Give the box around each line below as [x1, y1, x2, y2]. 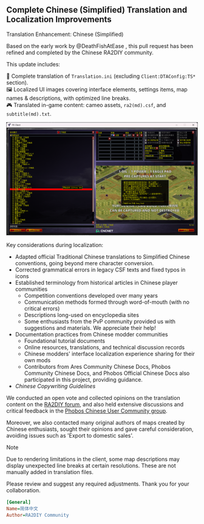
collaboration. [6, 487, 41, 494]
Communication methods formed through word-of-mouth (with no [24, 298, 190, 306]
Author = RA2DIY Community [6, 512, 69, 518]
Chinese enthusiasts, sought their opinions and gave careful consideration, [6, 425, 194, 433]
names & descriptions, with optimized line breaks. [6, 94, 131, 102]
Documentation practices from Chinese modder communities [15, 331, 168, 338]
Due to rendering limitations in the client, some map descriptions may [6, 456, 180, 463]
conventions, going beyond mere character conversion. [15, 260, 154, 267]
